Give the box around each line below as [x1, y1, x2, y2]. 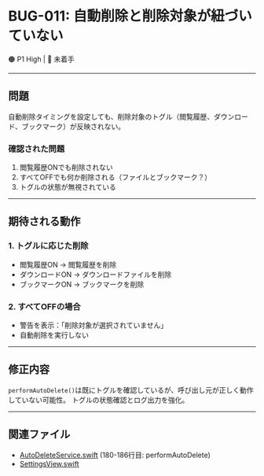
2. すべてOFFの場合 [8, 301, 81, 312]
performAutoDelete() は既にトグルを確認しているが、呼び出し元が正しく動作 [8, 385, 254, 394]
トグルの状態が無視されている [19, 183, 116, 192]
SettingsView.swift [19, 459, 80, 468]
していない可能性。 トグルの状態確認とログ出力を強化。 [8, 395, 189, 404]
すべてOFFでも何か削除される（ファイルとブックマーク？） [19, 172, 212, 182]
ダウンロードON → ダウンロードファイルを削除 [19, 269, 172, 279]
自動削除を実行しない [19, 330, 89, 340]
